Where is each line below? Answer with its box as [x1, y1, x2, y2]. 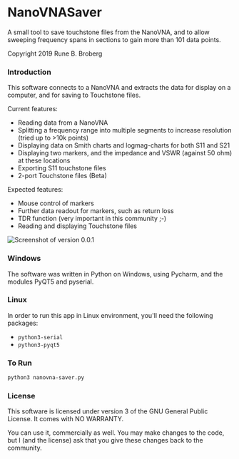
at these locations [17, 156, 71, 165]
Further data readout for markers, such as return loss [17, 207, 174, 215]
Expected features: [7, 185, 63, 194]
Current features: [7, 105, 59, 113]
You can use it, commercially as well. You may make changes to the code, [7, 428, 225, 437]
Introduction [7, 67, 51, 77]
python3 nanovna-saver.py [7, 374, 84, 381]
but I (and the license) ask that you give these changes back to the [7, 436, 203, 445]
